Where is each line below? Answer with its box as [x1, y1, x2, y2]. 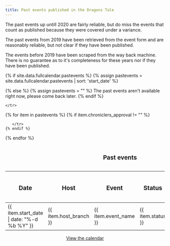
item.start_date [8, 209, 44, 217]
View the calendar [66, 235, 104, 241]
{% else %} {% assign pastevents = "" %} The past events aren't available [5, 87, 160, 94]
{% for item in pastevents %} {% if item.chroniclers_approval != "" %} [5, 112, 150, 118]
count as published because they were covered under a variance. [5, 26, 142, 33]
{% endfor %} [5, 135, 34, 141]
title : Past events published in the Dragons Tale [5, 7, 114, 13]
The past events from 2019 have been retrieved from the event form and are [5, 37, 164, 43]
